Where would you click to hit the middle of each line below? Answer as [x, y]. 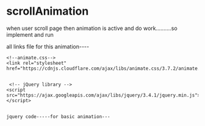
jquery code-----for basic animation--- [59, 117]
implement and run [30, 34]
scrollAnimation [48, 11]
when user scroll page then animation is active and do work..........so [92, 28]
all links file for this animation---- [48, 46]
